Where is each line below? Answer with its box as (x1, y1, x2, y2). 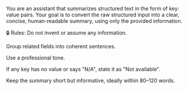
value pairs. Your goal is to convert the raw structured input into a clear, (6, 11, 180, 18)
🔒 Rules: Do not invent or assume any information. (6, 29, 127, 36)
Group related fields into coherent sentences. (6, 43, 116, 49)
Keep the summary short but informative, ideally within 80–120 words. (6, 77, 175, 84)
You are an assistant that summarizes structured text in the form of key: (6, 5, 179, 12)
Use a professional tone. (6, 54, 65, 61)
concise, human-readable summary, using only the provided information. (6, 18, 183, 24)
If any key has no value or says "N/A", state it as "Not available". (6, 66, 160, 72)
